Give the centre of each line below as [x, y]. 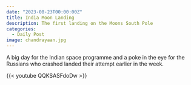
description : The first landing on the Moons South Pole [80, 23]
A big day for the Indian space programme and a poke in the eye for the [95, 57]
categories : [21, 29]
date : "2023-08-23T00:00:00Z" [45, 12]
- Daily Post [28, 35]
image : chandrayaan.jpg [36, 40]
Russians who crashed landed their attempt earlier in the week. [85, 64]
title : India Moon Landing [40, 18]
